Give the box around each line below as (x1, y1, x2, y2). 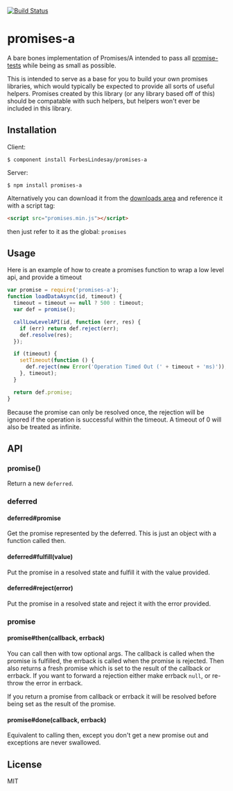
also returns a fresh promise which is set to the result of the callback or (7, 664, 211, 672)
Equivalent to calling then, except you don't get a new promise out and (7, 731, 209, 740)
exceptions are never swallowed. (7, 738, 101, 747)
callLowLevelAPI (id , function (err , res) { (13, 318, 141, 326)
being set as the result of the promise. (7, 699, 116, 708)
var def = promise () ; (13, 306, 76, 313)
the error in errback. (25, 678, 83, 687)
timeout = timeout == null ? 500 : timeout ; (13, 299, 144, 307)
